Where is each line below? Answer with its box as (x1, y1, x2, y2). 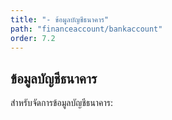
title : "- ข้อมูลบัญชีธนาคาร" (10, 14, 110, 25)
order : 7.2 (10, 33, 56, 43)
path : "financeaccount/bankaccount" (10, 24, 163, 34)
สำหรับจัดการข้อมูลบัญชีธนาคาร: (10, 97, 114, 109)
